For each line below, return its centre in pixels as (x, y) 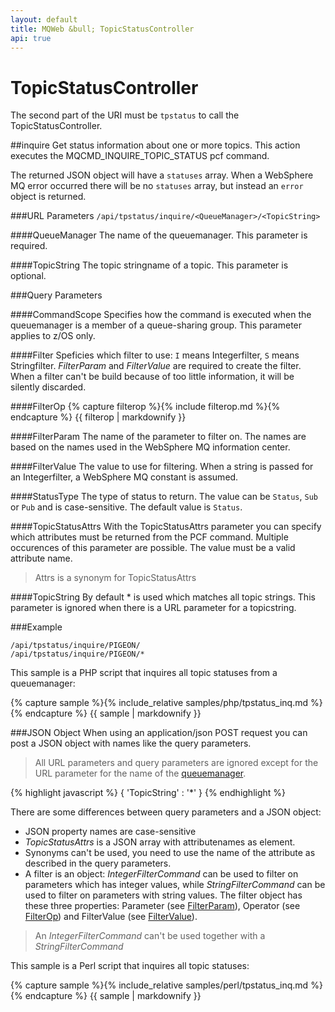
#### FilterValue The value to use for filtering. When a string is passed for (162, 467)
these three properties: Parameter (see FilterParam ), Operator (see (162, 906)
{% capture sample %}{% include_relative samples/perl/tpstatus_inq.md (159, 985)
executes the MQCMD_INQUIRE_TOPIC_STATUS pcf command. (140, 156)
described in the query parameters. (98, 863)
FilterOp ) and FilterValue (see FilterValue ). (111, 917)
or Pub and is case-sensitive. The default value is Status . (126, 507)
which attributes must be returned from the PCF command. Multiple (149, 537)
